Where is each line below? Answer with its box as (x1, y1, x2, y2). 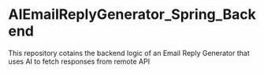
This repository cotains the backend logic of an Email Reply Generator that (8, 48, 250, 57)
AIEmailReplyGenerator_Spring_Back (8, 6, 256, 24)
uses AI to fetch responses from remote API (8, 57, 151, 66)
